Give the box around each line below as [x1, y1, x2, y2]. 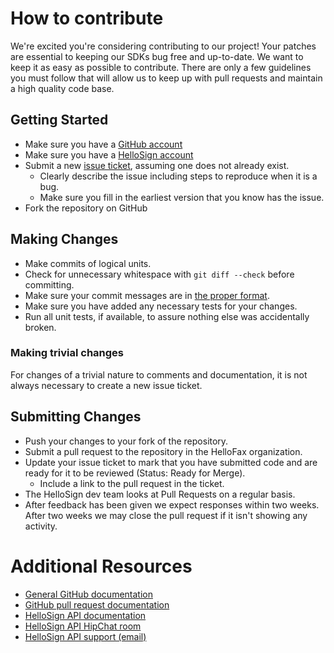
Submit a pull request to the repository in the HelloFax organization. [24, 445, 303, 457]
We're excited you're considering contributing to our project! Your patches [10, 40, 317, 52]
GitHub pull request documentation [24, 598, 170, 611]
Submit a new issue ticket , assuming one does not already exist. [24, 159, 290, 171]
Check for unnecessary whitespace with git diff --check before [24, 268, 295, 280]
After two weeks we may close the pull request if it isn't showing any [24, 509, 308, 521]
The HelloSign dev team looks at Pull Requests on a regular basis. [24, 488, 296, 500]
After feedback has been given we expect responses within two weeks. [24, 498, 320, 511]
